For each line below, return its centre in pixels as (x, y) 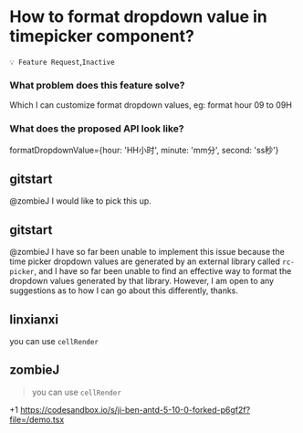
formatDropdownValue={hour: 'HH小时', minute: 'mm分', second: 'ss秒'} (144, 150)
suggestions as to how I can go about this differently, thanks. (124, 290)
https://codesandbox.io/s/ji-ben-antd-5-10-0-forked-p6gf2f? (135, 409)
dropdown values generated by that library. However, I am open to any (142, 281)
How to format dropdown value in (138, 17)
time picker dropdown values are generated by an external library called (145, 261)
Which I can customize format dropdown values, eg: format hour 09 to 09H (151, 105)
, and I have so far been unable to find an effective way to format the (162, 271)
